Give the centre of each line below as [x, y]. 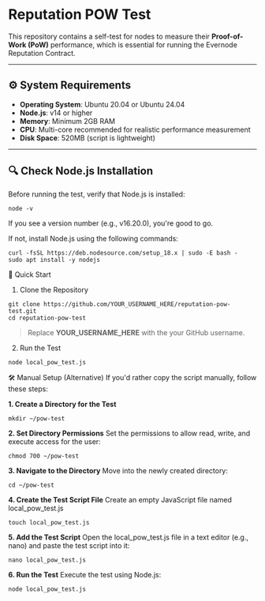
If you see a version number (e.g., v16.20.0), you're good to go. [111, 223]
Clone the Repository [54, 289]
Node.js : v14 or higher [56, 113]
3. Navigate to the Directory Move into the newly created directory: [118, 470]
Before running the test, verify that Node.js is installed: [97, 194]
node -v [21, 208]
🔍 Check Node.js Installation [81, 171]
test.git [22, 311]
